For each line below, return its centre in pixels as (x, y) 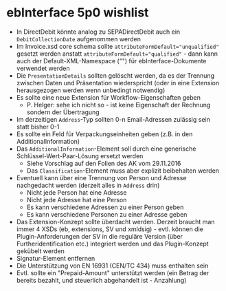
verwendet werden (43, 68)
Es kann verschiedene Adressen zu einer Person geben (105, 207)
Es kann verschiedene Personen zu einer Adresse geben (107, 214)
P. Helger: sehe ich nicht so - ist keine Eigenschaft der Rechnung (118, 105)
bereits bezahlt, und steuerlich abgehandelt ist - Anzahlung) (101, 280)
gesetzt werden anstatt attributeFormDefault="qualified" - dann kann (117, 54)
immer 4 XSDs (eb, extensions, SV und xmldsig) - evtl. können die (110, 229)
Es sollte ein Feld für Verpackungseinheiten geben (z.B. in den (104, 134)
